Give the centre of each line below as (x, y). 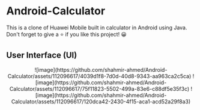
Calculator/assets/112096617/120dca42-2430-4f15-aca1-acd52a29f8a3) (101, 101)
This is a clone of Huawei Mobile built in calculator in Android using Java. (97, 27)
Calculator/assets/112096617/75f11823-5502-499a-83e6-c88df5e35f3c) (99, 88)
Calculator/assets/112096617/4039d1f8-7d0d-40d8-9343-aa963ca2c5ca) (99, 76)
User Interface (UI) (42, 55)
